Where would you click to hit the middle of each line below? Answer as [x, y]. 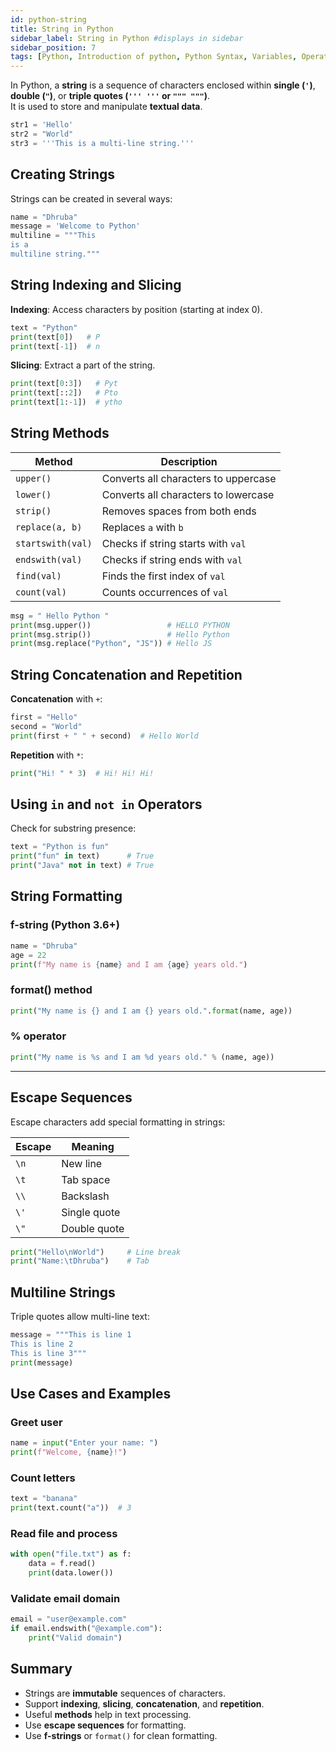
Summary [41, 1669]
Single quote [91, 1212]
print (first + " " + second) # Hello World [104, 736]
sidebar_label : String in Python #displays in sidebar [127, 38]
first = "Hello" [44, 717]
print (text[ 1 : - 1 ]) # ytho [66, 402]
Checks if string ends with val [172, 559]
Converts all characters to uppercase [189, 478]
